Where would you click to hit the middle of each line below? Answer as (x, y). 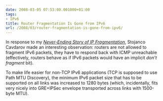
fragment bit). (20, 63)
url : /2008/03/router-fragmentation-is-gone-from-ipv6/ (64, 28)
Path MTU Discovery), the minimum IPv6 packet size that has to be (74, 78)
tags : (11, 14)
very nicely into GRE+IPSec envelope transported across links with (73, 88)
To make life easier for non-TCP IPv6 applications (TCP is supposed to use (81, 72)
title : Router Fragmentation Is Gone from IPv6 (56, 23)
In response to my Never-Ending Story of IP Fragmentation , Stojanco (76, 42)
